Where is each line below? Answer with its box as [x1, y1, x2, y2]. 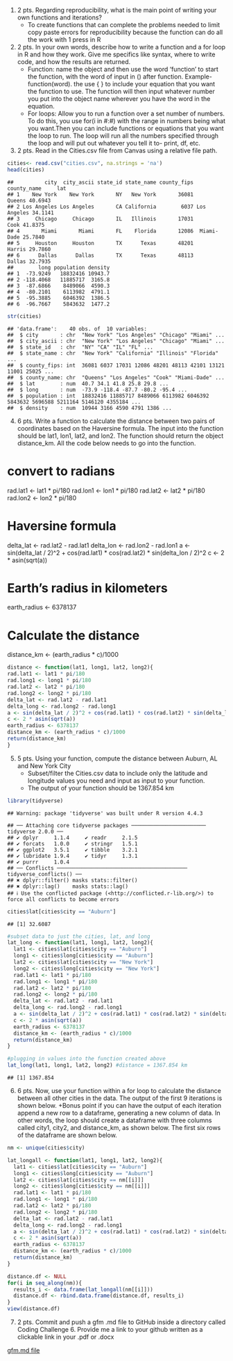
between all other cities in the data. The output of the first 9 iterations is [17, 1094, 223, 1102]
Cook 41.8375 [7, 221, 45, 228]
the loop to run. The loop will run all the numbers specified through [27, 132, 219, 140]
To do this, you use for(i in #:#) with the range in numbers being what [27, 117, 226, 125]
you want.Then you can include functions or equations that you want [27, 125, 224, 132]
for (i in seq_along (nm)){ [7, 1280, 82, 1287]
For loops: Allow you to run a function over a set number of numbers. [27, 109, 225, 118]
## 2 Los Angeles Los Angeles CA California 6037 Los [7, 203, 207, 210]
